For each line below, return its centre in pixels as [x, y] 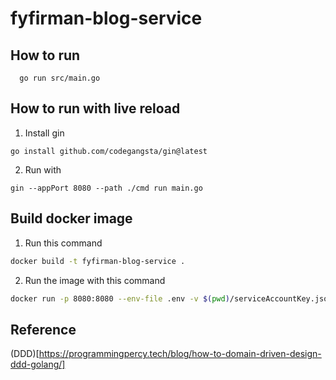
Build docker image [71, 218]
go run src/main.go [60, 78]
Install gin [44, 133]
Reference [43, 329]
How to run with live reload [95, 108]
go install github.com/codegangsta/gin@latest [109, 151]
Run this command [63, 243]
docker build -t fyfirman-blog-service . [98, 261]
